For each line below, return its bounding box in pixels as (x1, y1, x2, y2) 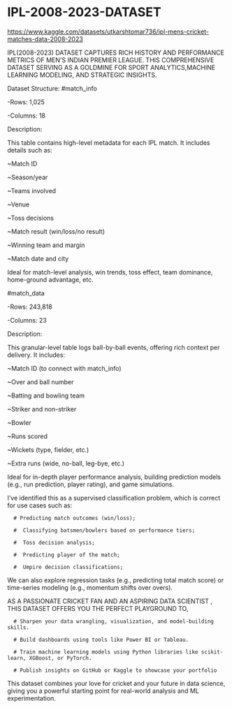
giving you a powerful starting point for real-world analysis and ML (7, 687, 199, 695)
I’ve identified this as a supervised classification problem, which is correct (7, 493, 221, 502)
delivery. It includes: (7, 351, 65, 359)
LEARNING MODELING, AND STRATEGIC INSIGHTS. (7, 71, 157, 79)
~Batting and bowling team (7, 391, 85, 400)
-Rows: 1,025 (7, 97, 45, 106)
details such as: (7, 146, 52, 154)
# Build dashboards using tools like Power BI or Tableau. (13, 636, 189, 643)
